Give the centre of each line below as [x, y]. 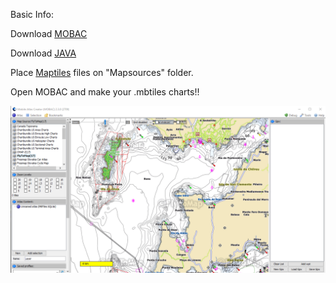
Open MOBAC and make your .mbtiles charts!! [105, 92]
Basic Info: [32, 14]
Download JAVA [43, 53]
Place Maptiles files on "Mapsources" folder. [102, 72]
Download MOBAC [49, 33]
